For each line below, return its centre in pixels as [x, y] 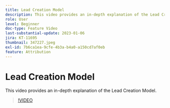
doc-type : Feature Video [31, 29]
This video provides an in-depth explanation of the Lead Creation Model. [81, 90]
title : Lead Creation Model [35, 10]
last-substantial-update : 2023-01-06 [45, 33]
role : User [17, 19]
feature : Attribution [28, 52]
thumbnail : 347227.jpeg [30, 43]
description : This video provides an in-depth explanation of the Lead [82, 15]
